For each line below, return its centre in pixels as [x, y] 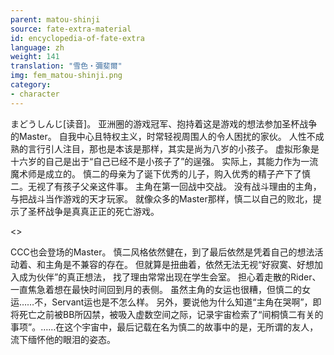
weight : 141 [35, 57]
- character [35, 94]
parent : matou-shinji [55, 19]
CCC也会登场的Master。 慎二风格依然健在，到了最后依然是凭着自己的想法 [162, 252]
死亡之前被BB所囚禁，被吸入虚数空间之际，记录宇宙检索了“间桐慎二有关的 [171, 314]
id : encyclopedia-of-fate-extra [77, 38]
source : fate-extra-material [71, 29]
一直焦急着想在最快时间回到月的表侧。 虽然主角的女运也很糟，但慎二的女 [160, 289]
